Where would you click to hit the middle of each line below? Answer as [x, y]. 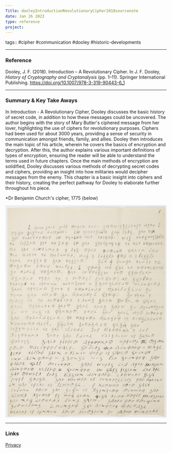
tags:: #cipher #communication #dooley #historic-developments [73, 42]
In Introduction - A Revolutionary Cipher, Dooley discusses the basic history [85, 112]
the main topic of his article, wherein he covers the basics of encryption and [86, 144]
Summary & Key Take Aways [41, 101]
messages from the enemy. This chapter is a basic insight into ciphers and [84, 177]
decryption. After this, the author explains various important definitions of [83, 150]
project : [15, 27]
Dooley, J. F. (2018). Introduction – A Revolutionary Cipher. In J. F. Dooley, [83, 71]
